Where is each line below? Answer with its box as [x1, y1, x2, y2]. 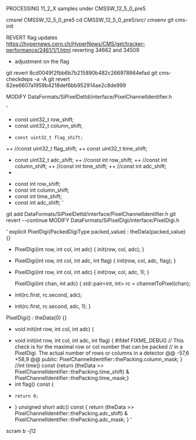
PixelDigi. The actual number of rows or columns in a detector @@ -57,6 [14, 349, 190, 356]
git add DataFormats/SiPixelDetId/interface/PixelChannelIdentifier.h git [6, 211, 176, 217]
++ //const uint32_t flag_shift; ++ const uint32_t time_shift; [6, 145, 148, 152]
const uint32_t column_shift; [14, 122, 83, 129]
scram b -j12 [6, 428, 36, 434]
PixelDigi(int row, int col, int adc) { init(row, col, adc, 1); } [14, 269, 150, 275]
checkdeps [6, 76, 33, 82]
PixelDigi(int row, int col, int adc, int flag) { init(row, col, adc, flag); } [14, 257, 176, 264]
